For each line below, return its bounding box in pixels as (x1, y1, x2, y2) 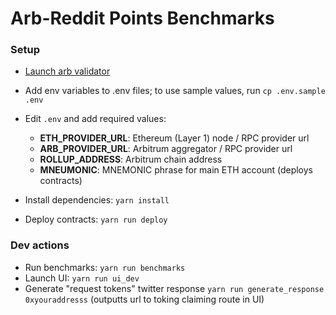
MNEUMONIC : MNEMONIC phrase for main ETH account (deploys (39, 164, 313, 176)
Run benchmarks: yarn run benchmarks (24, 261, 186, 273)
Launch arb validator (24, 65, 111, 77)
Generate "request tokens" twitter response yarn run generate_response (24, 282, 325, 294)
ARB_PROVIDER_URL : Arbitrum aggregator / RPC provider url (39, 143, 293, 155)
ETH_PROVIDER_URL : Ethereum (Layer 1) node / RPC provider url (39, 132, 310, 144)
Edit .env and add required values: (24, 113, 167, 125)
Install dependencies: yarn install (24, 194, 170, 206)
